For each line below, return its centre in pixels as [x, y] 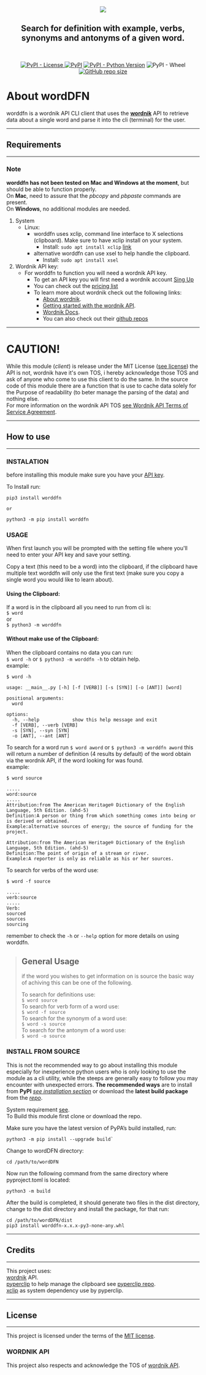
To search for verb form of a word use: [70, 1007]
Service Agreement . [32, 411]
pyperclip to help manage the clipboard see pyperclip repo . [81, 1283]
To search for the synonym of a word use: [74, 1018]
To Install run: [24, 486]
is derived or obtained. [38, 821]
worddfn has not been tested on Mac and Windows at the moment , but [98, 182]
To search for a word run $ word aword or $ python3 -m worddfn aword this [100, 747]
